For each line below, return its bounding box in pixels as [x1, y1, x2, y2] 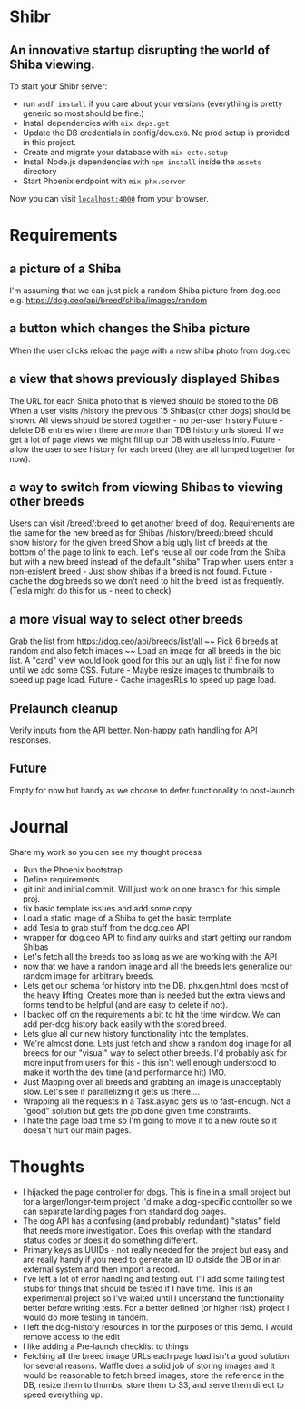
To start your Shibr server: [9, 81, 108, 92]
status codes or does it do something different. [22, 1235, 199, 1246]
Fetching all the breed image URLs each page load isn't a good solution [22, 1350, 290, 1361]
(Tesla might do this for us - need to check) [9, 586, 172, 596]
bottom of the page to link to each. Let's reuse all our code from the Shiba [9, 547, 286, 557]
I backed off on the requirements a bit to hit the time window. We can [22, 1009, 281, 1020]
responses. [9, 734, 52, 745]
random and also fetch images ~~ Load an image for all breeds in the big [9, 645, 281, 656]
